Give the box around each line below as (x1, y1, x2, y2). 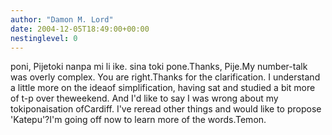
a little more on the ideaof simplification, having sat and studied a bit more (10, 82, 316, 94)
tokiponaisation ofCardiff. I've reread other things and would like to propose (10, 103, 322, 115)
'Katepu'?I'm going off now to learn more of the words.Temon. (10, 114, 267, 126)
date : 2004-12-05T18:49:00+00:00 (10, 24, 150, 34)
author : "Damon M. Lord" (10, 14, 114, 25)
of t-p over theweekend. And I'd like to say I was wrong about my (10, 92, 279, 105)
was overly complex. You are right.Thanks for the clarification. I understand (10, 71, 321, 83)
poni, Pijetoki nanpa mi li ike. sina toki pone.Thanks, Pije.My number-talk (10, 61, 308, 73)
